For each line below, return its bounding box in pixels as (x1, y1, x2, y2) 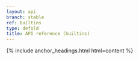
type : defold (6, 25, 39, 31)
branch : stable (6, 14, 45, 20)
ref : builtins (6, 20, 42, 26)
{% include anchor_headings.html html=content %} (6, 47, 134, 54)
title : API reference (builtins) (6, 31, 90, 37)
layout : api (6, 8, 36, 15)
